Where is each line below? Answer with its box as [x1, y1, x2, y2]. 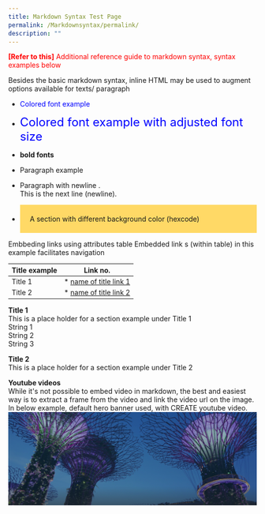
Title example [11, 265, 58, 275]
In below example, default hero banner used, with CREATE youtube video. [8, 403, 248, 412]
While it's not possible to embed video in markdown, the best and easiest [8, 386, 246, 396]
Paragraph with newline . [19, 181, 101, 190]
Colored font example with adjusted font [19, 114, 244, 130]
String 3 [8, 339, 34, 348]
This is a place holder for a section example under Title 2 [8, 362, 193, 372]
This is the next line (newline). [19, 189, 118, 199]
